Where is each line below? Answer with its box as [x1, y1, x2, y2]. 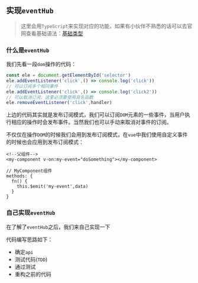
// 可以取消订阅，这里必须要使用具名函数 [6, 94, 93, 100]
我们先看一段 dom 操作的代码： [6, 61, 77, 68]
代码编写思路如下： [6, 236, 53, 243]
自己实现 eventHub [6, 209, 56, 217]
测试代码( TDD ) [14, 256, 48, 263]
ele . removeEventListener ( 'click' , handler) [6, 100, 112, 106]
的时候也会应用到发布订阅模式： [6, 138, 84, 146]
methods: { [6, 173, 33, 179]
